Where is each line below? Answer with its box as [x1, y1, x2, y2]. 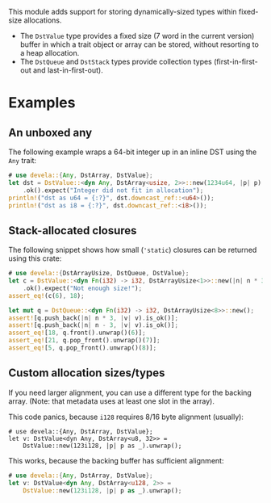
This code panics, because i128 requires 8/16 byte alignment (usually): [8, 412, 244, 421]
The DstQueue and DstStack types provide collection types [19, 57, 212, 66]
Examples [8, 94, 76, 112]
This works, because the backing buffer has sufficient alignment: [8, 455, 224, 465]
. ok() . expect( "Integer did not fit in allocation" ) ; [23, 186, 204, 195]
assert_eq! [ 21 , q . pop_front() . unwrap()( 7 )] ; [8, 337, 161, 345]
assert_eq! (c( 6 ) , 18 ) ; [8, 291, 85, 300]
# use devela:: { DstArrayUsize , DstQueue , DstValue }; [8, 270, 190, 278]
